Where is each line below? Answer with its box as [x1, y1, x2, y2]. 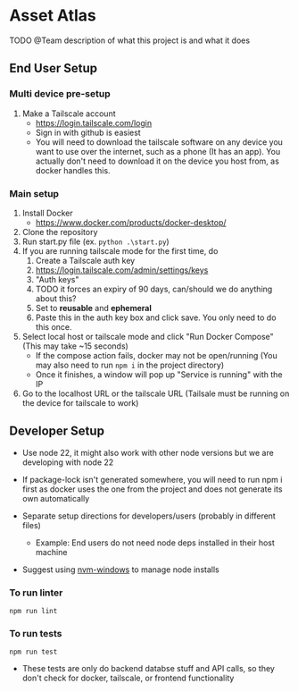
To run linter [9, 587, 63, 599]
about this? [35, 292, 78, 304]
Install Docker [21, 207, 73, 218]
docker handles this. [35, 165, 111, 175]
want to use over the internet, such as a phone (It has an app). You [35, 146, 281, 156]
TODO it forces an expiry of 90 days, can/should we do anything [35, 283, 273, 294]
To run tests [9, 627, 62, 639]
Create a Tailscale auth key [35, 255, 136, 266]
